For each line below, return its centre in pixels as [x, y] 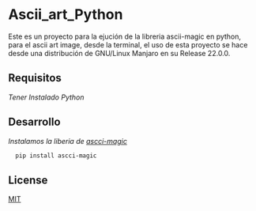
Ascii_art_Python [66, 15]
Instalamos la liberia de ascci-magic [68, 141]
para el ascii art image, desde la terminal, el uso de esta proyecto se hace [128, 44]
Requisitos [35, 78]
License [28, 180]
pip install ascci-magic [56, 156]
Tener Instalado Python [46, 97]
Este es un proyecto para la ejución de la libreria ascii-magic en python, [125, 36]
